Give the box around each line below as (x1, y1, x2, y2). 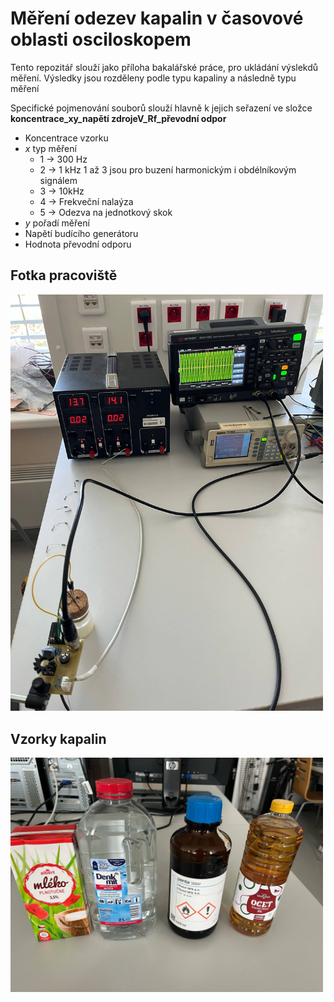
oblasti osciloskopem (10, 28, 192, 51)
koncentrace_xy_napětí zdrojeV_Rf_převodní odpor (10, 112, 227, 124)
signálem (39, 174, 78, 186)
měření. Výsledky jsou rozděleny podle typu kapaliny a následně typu (10, 72, 297, 84)
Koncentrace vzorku (24, 132, 109, 144)
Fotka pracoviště (10, 267, 118, 284)
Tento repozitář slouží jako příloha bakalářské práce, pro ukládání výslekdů (10, 61, 319, 73)
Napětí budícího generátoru (24, 227, 139, 239)
